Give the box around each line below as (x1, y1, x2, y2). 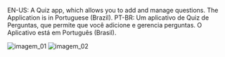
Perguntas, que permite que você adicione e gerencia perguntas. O (7, 21, 202, 29)
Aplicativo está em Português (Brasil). (7, 28, 117, 37)
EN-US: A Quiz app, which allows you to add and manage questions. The (7, 6, 219, 14)
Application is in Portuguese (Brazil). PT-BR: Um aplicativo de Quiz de (7, 13, 210, 22)
